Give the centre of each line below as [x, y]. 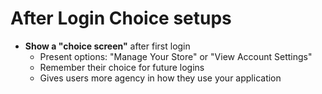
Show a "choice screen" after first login [107, 46]
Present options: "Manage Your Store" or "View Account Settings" [176, 56]
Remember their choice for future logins [122, 67]
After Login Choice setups [121, 18]
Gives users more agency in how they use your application [160, 78]
